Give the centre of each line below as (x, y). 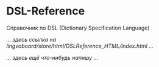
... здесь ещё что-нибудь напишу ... (52, 57)
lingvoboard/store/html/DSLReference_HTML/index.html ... (80, 46)
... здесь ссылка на (31, 39)
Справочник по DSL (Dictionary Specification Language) (78, 28)
